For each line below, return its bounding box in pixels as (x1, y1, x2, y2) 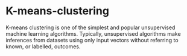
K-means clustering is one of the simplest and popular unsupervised (5, 24, 176, 31)
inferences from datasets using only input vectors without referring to (5, 36, 179, 43)
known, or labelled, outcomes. (5, 43, 81, 50)
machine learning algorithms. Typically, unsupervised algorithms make (5, 30, 182, 37)
